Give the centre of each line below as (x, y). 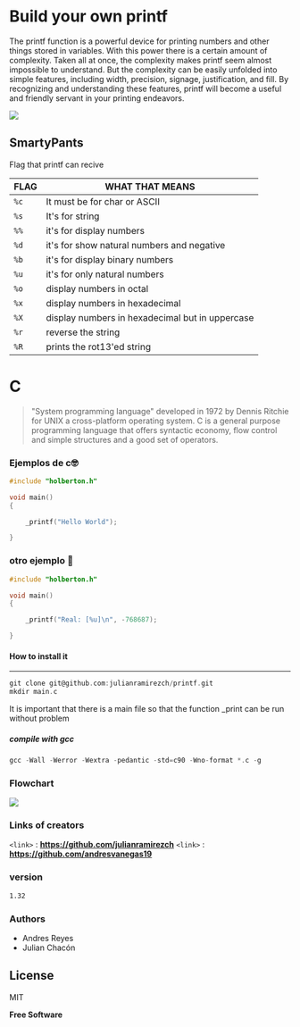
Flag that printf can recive (57, 164)
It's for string (73, 216)
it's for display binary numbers (110, 259)
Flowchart (32, 783)
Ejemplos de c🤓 (44, 463)
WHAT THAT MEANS (150, 187)
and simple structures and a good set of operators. (125, 439)
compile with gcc (42, 739)
